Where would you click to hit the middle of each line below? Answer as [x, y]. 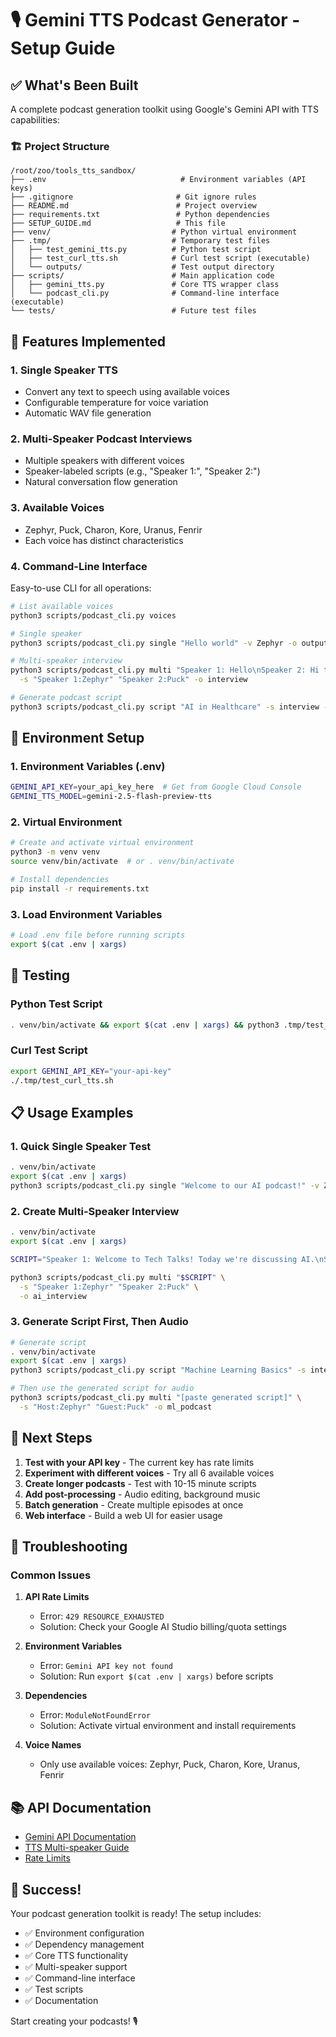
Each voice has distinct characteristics [104, 540]
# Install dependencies [60, 880]
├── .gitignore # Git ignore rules [133, 197]
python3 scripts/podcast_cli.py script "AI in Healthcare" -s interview [165, 707]
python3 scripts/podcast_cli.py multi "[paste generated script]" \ [156, 1398]
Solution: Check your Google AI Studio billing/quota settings [163, 1627]
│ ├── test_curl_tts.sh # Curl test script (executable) [160, 258]
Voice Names [53, 1745]
